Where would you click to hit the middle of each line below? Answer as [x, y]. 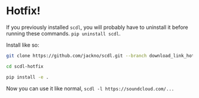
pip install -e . [28, 77]
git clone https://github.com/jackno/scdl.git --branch [76, 55]
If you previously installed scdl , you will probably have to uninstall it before [97, 27]
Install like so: [23, 45]
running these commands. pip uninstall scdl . [63, 33]
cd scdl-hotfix [25, 66]
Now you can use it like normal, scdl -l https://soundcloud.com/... [90, 88]
